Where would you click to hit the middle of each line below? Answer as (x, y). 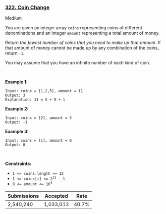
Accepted (56, 196)
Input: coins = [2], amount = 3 (38, 118)
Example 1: (17, 82)
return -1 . (15, 53)
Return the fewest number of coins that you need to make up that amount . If (83, 43)
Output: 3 (15, 96)
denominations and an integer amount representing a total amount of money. (83, 33)
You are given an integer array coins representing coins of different (74, 28)
